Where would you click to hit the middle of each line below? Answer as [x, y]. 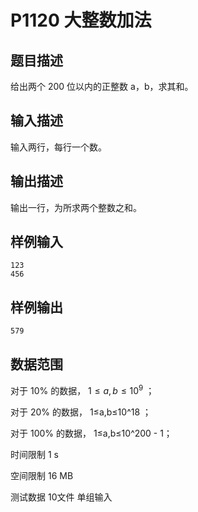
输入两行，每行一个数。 [58, 147]
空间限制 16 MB [42, 475]
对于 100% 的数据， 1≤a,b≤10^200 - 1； [91, 433]
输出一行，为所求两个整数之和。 [76, 207]
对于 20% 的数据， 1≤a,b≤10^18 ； [81, 412]
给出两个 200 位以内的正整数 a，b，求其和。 [102, 86]
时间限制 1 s [34, 454]
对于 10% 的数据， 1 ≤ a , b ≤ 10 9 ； [82, 389]
